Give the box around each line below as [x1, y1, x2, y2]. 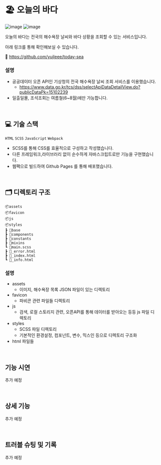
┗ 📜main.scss [5, 245, 32, 249]
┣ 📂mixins [5, 240, 25, 245]
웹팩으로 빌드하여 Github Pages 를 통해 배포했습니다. [12, 163, 113, 170]
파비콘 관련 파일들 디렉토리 [19, 298, 70, 304]
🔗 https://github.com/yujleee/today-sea [5, 54, 84, 60]
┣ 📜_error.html [5, 249, 36, 254]
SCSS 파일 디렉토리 [19, 326, 57, 332]
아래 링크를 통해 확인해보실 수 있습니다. [5, 44, 79, 50]
